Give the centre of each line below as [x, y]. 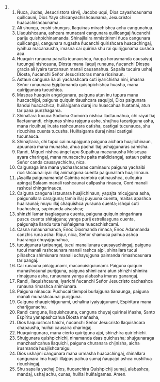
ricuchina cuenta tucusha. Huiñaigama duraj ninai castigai [74, 131]
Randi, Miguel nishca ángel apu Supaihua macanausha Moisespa [82, 152]
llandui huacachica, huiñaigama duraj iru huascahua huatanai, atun [83, 105]
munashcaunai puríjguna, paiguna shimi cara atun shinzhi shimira [82, 271]
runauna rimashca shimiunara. [47, 286]
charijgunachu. [32, 307]
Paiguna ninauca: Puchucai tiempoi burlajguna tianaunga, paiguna [83, 291]
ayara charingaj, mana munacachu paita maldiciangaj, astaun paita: [84, 157]
